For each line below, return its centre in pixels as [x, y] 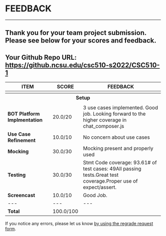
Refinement [22, 140]
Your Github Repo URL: [41, 57]
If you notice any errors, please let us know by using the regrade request [79, 224]
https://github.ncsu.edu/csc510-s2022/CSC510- [83, 65]
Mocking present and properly [118, 149]
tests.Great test [101, 175]
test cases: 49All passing [112, 169]
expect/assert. [100, 187]
